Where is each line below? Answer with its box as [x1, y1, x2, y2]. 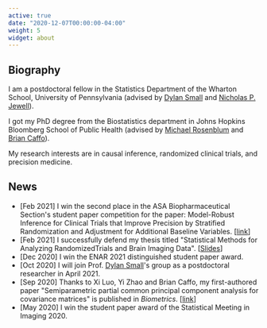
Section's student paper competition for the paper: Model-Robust [19, 210, 234, 219]
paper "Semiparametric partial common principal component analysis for [19, 285, 259, 295]
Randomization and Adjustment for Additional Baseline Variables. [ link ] [19, 226, 251, 236]
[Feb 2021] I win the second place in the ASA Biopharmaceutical [19, 201, 230, 210]
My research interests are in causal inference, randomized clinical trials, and [8, 149, 258, 159]
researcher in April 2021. [19, 268, 101, 278]
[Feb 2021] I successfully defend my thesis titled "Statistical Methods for [19, 235, 258, 245]
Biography [8, 63, 61, 76]
